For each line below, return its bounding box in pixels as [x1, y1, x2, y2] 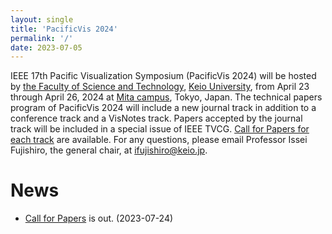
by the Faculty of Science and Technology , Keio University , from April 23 [10, 81, 310, 93]
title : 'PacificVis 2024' [10, 24, 118, 34]
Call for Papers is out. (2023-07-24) [24, 212, 174, 225]
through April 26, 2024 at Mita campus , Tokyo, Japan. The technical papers [10, 91, 323, 103]
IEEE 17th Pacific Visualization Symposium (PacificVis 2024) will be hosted [10, 70, 317, 82]
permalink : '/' [10, 33, 74, 43]
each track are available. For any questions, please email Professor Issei [10, 134, 308, 146]
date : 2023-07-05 [10, 42, 83, 53]
